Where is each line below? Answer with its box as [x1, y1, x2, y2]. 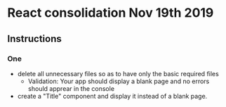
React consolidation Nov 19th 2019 [7, 5, 214, 21]
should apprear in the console [27, 84, 114, 92]
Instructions [7, 33, 62, 45]
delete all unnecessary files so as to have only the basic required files [17, 69, 219, 78]
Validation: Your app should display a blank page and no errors [27, 77, 210, 85]
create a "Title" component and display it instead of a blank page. [17, 92, 208, 100]
